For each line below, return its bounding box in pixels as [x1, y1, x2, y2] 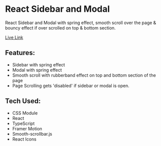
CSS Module [12, 110, 38, 116]
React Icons [12, 136, 37, 142]
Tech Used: [5, 97, 41, 105]
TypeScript [12, 120, 35, 126]
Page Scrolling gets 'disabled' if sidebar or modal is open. [12, 83, 129, 88]
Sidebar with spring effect [12, 61, 65, 67]
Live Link [5, 34, 24, 40]
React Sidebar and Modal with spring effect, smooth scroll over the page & [5, 20, 157, 26]
